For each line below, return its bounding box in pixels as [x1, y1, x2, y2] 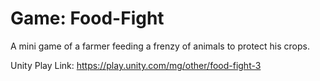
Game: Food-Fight [10, 7, 165, 30]
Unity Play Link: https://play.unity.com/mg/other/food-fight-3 [10, 59, 262, 71]
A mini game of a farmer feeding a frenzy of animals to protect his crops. [10, 40, 310, 52]
